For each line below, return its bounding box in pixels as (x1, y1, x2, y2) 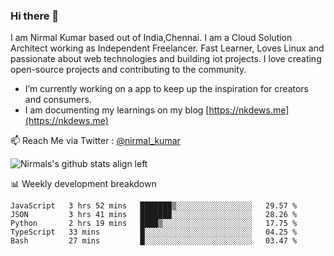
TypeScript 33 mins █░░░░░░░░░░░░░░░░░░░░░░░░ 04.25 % (10, 227, 298, 238)
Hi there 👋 (10, 9, 60, 23)
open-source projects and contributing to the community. (10, 64, 247, 76)
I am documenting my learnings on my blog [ (24, 104, 210, 116)
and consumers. (24, 94, 92, 106)
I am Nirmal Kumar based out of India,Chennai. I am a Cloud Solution (10, 32, 293, 44)
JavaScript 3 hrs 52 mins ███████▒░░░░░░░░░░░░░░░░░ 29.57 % (10, 201, 298, 211)
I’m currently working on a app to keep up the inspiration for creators (24, 83, 310, 95)
